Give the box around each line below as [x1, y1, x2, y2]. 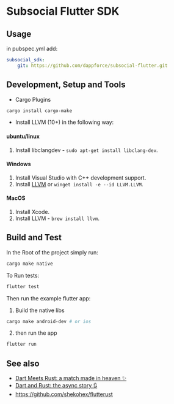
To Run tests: [6, 272, 40, 279]
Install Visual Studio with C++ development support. [15, 173, 147, 181]
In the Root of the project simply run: [6, 248, 99, 256]
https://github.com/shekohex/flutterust [15, 391, 113, 398]
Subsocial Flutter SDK [6, 4, 120, 18]
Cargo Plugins [15, 96, 51, 103]
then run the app [15, 329, 57, 337]
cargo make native [6, 261, 53, 267]
